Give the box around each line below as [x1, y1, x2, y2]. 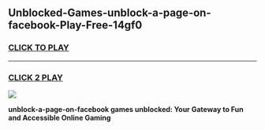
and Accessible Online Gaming [8, 113, 111, 122]
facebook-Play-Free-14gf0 [8, 19, 143, 32]
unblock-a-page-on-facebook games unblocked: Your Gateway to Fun [8, 104, 244, 113]
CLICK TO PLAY [8, 43, 69, 54]
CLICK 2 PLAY [8, 72, 63, 83]
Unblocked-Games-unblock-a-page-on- [8, 6, 211, 20]
